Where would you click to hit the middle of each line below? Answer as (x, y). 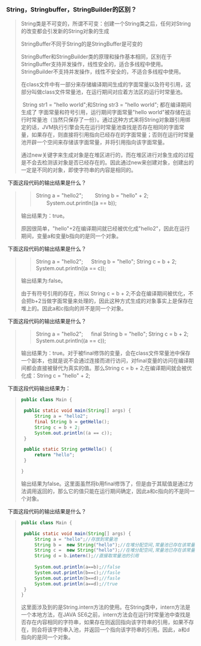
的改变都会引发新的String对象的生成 (65, 31)
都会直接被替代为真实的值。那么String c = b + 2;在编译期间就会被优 (109, 368)
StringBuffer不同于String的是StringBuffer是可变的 (82, 44)
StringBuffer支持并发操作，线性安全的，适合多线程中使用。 (93, 64)
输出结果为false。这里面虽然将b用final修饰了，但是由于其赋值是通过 (104, 483)
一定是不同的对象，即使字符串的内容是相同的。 (78, 170)
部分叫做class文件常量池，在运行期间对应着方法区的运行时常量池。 (103, 92)
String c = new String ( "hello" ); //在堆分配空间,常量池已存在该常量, (116, 551)
